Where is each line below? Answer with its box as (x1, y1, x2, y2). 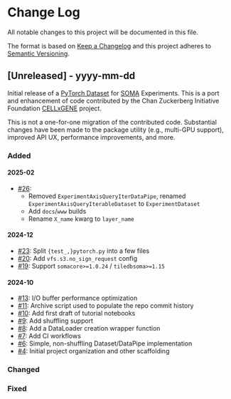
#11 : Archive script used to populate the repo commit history (17, 301, 194, 310)
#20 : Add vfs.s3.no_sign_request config (17, 254, 138, 263)
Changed (7, 365, 41, 375)
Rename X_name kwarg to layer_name (28, 214, 134, 223)
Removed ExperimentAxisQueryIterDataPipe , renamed (28, 192, 186, 200)
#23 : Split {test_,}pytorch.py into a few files (17, 247, 150, 255)
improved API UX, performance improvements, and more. (7, 133, 176, 141)
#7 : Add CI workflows (17, 332, 82, 341)
